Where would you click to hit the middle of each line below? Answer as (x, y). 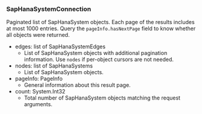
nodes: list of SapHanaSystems (54, 66)
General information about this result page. (77, 85)
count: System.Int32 (40, 92)
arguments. (38, 104)
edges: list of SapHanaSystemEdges (60, 46)
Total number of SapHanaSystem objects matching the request (102, 98)
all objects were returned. (38, 35)
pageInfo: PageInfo (39, 79)
